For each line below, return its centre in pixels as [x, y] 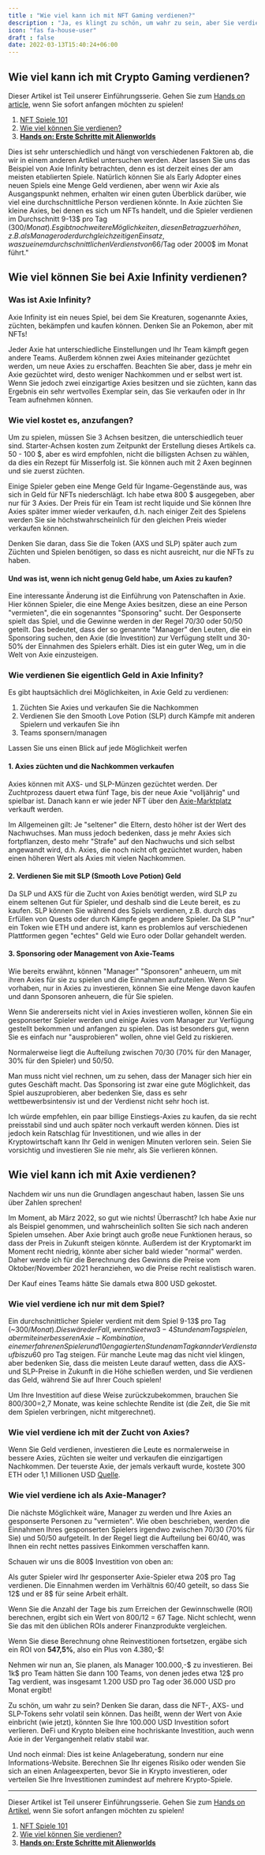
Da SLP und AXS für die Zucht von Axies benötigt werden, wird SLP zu [123, 893]
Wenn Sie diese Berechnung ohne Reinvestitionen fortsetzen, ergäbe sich [128, 1641]
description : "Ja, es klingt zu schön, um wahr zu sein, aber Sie [121, 23]
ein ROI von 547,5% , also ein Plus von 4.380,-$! [86, 1650]
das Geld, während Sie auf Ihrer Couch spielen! [85, 1380]
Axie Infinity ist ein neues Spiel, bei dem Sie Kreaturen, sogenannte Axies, [128, 317]
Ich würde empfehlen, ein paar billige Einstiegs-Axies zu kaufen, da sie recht [132, 1117]
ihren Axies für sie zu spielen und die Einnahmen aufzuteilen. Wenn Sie [123, 980]
